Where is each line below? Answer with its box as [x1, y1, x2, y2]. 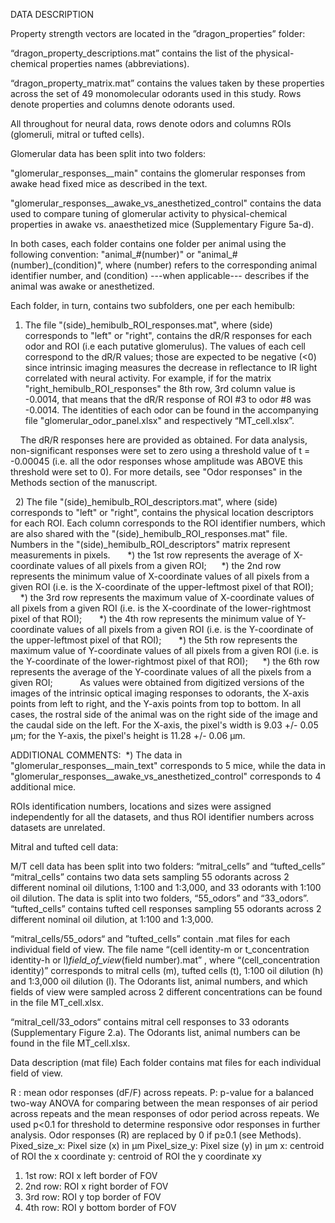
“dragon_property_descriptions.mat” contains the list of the [10, 47, 254, 59]
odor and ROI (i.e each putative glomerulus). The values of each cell [24, 340, 306, 352]
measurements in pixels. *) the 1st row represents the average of [10, 549, 292, 561]
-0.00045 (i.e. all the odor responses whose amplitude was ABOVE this [10, 455, 303, 467]
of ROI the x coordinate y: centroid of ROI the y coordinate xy [10, 1150, 262, 1162]
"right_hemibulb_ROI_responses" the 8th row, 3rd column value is [24, 383, 296, 394]
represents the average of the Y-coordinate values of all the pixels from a [10, 666, 312, 678]
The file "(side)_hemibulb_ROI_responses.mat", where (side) [24, 319, 273, 331]
